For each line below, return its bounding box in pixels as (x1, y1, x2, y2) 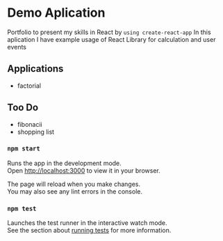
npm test (7, 204, 37, 212)
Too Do (7, 102, 39, 114)
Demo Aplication (7, 5, 106, 21)
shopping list (17, 127, 54, 136)
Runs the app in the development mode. (7, 159, 122, 167)
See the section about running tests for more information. (7, 226, 172, 235)
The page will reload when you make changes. (7, 180, 141, 188)
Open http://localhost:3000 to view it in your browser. (7, 166, 161, 175)
